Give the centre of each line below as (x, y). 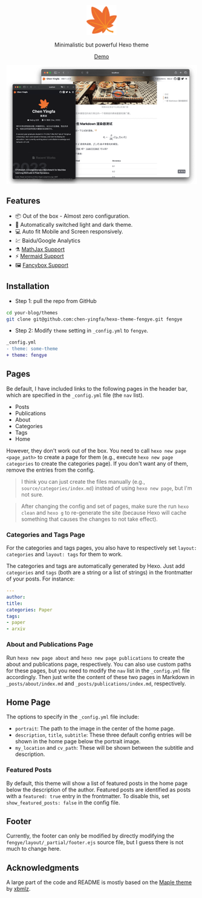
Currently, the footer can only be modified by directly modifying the (90, 836)
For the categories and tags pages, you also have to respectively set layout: (102, 548)
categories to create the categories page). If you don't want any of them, (97, 463)
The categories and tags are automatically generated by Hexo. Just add (96, 566)
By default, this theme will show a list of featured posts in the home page (97, 783)
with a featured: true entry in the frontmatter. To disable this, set (88, 796)
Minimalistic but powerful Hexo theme (102, 45)
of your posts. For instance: (41, 579)
